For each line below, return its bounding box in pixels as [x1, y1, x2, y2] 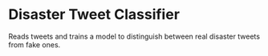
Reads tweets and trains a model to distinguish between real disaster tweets [8, 32, 261, 41]
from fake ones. [8, 39, 61, 49]
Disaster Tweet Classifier [8, 6, 181, 24]
